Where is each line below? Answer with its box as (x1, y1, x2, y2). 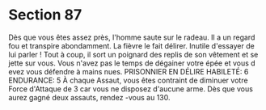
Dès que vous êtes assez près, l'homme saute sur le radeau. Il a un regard (8, 32, 255, 42)
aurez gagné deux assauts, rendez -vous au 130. (8, 92, 171, 102)
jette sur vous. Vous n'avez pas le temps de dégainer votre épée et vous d (8, 58, 256, 68)
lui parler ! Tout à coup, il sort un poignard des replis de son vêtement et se (8, 49, 259, 59)
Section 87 (8, 6, 82, 24)
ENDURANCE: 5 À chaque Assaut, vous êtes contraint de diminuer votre (8, 75, 248, 85)
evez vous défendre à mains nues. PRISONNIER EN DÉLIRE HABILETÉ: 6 (8, 66, 249, 76)
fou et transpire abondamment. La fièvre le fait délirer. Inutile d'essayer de (8, 40, 255, 50)
